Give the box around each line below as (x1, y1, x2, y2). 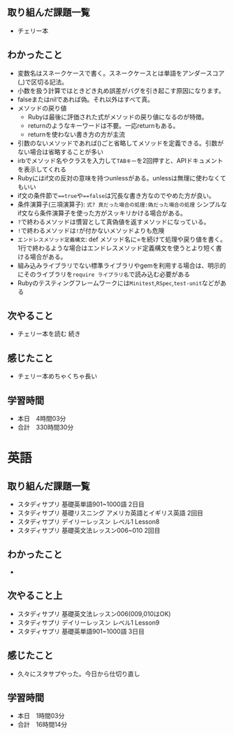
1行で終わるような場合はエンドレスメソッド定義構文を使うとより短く (17, 243, 217, 252)
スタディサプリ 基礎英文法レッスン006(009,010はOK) (17, 609, 171, 618)
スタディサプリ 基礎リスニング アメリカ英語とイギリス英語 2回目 (17, 509, 204, 518)
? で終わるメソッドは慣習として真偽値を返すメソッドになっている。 (17, 217, 210, 226)
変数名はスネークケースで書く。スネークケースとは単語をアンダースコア (17, 69, 225, 77)
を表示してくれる (17, 165, 66, 173)
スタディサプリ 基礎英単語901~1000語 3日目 (17, 627, 145, 635)
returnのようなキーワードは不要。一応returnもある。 (27, 121, 180, 129)
